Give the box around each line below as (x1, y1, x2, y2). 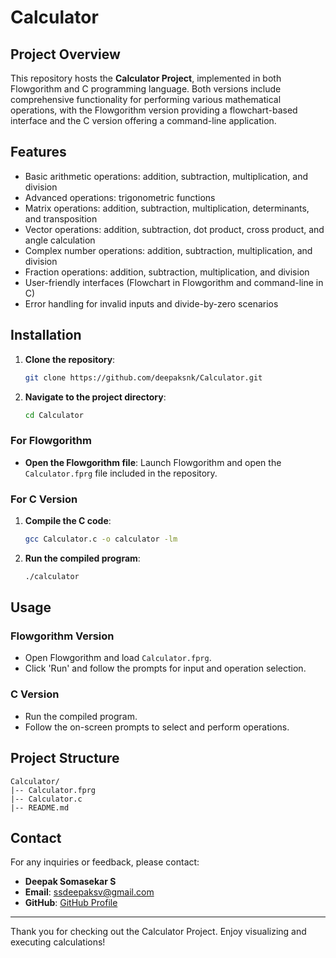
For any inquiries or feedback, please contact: (10, 856, 200, 868)
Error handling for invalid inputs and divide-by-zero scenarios (24, 297, 279, 310)
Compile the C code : (24, 514, 112, 526)
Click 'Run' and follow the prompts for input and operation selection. (24, 662, 307, 675)
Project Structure (10, 750, 120, 767)
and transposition (24, 212, 98, 225)
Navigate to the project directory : (24, 391, 167, 403)
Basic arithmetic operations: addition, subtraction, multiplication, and (24, 170, 308, 182)
